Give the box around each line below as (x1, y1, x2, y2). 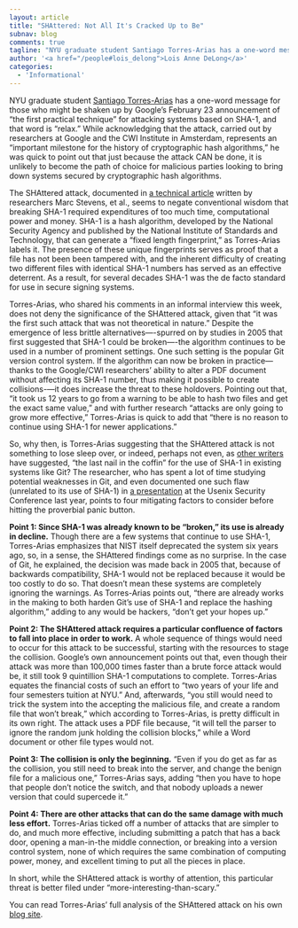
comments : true (9, 37, 66, 47)
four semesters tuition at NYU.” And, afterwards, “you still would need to (9, 689, 273, 700)
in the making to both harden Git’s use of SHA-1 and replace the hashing (9, 597, 273, 607)
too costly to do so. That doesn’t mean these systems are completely (9, 578, 262, 589)
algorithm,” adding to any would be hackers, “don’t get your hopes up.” (9, 606, 269, 617)
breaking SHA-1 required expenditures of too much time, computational (9, 206, 270, 217)
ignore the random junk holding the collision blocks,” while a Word (9, 727, 251, 737)
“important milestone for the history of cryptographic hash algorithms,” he (9, 142, 280, 152)
